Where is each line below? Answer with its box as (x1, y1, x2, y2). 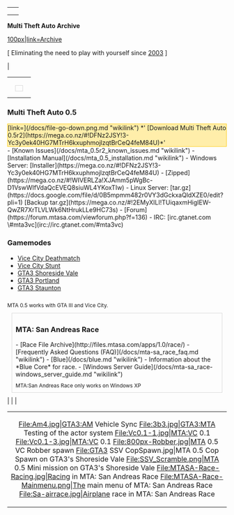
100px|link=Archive (7, 35, 63, 43)
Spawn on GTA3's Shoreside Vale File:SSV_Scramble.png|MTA (15, 454, 219, 463)
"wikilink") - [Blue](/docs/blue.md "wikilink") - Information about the (15, 355, 211, 364)
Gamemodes (7, 238, 52, 248)
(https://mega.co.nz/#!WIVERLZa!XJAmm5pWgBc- (7, 176, 153, 184)
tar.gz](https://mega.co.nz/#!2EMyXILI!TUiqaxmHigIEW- (49, 198, 212, 207)
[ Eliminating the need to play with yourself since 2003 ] (7, 49, 168, 57)
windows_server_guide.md (15, 370, 93, 378)
